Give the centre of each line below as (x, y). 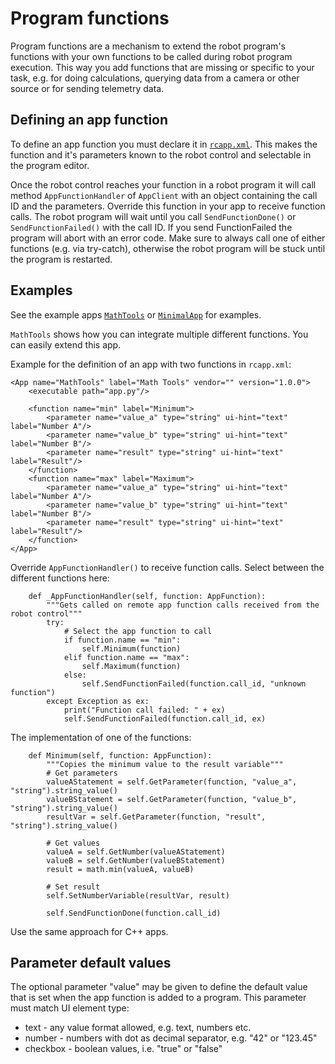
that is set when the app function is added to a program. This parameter (158, 998)
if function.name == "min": (122, 640)
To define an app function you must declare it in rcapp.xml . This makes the (164, 144)
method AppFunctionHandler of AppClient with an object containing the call (164, 195)
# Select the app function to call (138, 631)
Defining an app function (89, 120)
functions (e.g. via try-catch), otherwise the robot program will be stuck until (168, 248)
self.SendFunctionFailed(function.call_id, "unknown (194, 683)
